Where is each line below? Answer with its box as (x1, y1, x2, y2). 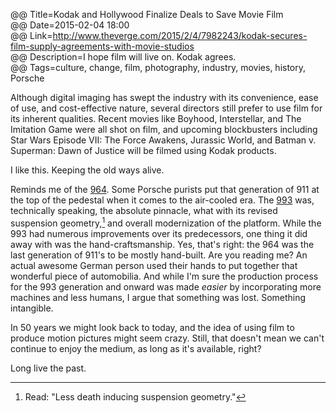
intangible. (10, 302, 54, 314)
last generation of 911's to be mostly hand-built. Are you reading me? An (10, 249, 308, 261)
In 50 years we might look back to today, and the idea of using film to (10, 321, 295, 333)
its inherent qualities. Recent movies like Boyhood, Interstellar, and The (10, 113, 302, 124)
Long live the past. (10, 362, 87, 374)
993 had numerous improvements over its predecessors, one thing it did (10, 227, 308, 239)
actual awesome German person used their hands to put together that (10, 259, 298, 271)
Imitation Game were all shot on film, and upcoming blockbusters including (10, 124, 318, 135)
